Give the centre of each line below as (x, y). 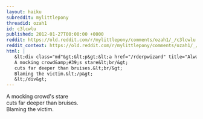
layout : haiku (24, 12)
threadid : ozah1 (27, 23)
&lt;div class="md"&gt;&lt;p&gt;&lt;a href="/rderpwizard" (90, 57)
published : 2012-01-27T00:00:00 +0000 (55, 34)
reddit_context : (27, 46)
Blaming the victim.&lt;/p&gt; (54, 74)
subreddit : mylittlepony (37, 18)
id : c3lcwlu (21, 29)
